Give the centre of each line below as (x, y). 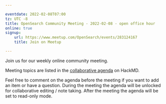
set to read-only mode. (29, 96)
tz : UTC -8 (16, 19)
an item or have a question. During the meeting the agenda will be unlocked (83, 85)
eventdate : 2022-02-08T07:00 (35, 14)
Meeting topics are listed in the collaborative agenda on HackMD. (72, 70)
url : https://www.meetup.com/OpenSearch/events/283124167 (76, 37)
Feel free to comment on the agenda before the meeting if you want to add (82, 80)
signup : (13, 33)
